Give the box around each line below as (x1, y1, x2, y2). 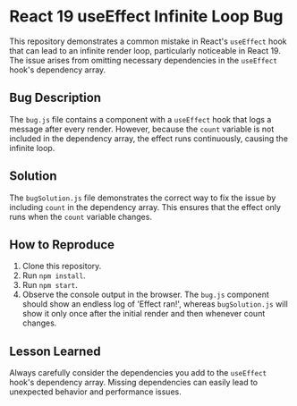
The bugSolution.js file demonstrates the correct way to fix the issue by (9, 192, 276, 203)
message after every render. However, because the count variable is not (9, 123, 275, 134)
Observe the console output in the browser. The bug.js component (21, 289, 270, 300)
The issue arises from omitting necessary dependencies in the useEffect (9, 55, 277, 65)
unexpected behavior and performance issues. (9, 386, 182, 397)
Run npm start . (21, 280, 78, 291)
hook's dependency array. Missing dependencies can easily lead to (9, 377, 258, 388)
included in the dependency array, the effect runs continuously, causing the (9, 132, 289, 144)
